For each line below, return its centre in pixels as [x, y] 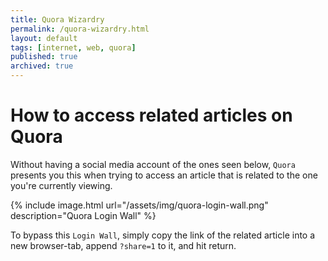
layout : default [44, 38]
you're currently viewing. [61, 185]
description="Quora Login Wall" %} [83, 215]
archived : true [42, 66]
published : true [44, 57]
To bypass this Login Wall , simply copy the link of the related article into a [163, 235]
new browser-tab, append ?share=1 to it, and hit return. [123, 245]
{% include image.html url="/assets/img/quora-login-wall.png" [139, 205]
